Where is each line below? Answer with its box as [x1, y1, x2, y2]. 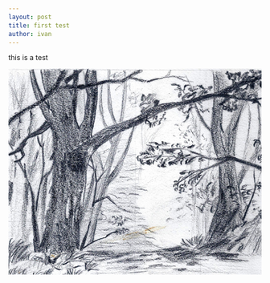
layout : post [8, 13, 52, 21]
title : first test [8, 21, 70, 30]
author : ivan [8, 30, 52, 38]
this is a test [8, 53, 48, 63]
